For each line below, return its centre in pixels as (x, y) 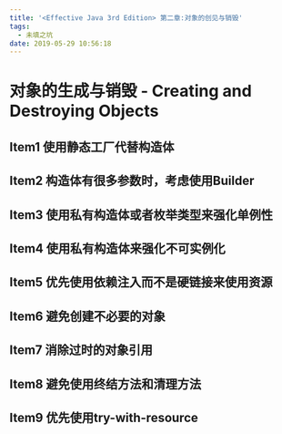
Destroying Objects (84, 111)
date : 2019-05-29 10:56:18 (60, 43)
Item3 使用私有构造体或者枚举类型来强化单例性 (141, 215)
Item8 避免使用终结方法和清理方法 (106, 384)
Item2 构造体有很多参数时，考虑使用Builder (132, 181)
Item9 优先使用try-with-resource (104, 417)
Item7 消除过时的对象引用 (81, 351)
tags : (20, 26)
